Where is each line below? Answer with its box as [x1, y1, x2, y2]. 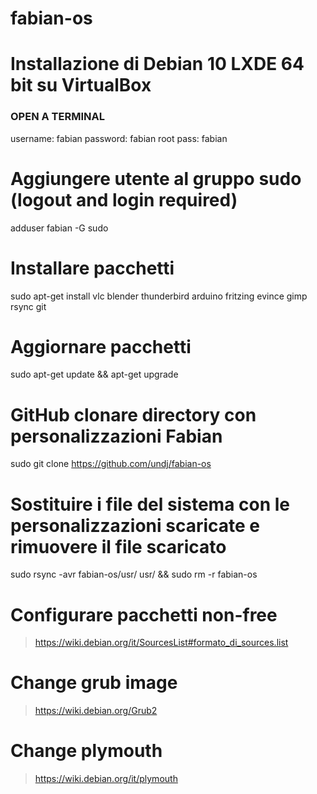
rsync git [10, 300, 47, 312]
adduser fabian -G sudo [10, 222, 109, 234]
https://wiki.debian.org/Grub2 [34, 705, 158, 717]
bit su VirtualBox [10, 74, 152, 97]
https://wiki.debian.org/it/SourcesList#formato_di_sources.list [34, 637, 289, 649]
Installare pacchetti [10, 257, 175, 279]
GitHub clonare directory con [10, 403, 257, 426]
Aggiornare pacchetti [10, 335, 192, 358]
